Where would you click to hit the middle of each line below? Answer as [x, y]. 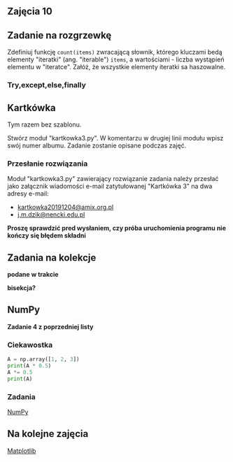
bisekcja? [22, 288]
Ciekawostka [30, 345]
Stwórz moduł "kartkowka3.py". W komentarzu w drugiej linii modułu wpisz [115, 138]
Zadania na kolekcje [52, 258]
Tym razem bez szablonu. [44, 124]
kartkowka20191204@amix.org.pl [65, 207]
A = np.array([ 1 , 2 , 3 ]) [43, 359]
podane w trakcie [33, 275]
